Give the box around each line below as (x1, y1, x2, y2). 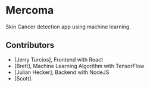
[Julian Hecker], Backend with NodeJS (14, 69, 110, 76)
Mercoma (5, 4, 54, 17)
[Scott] (14, 75, 32, 82)
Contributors (5, 40, 55, 50)
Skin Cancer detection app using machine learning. (5, 23, 132, 30)
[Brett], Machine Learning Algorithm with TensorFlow (14, 62, 145, 69)
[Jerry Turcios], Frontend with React (14, 56, 104, 63)
